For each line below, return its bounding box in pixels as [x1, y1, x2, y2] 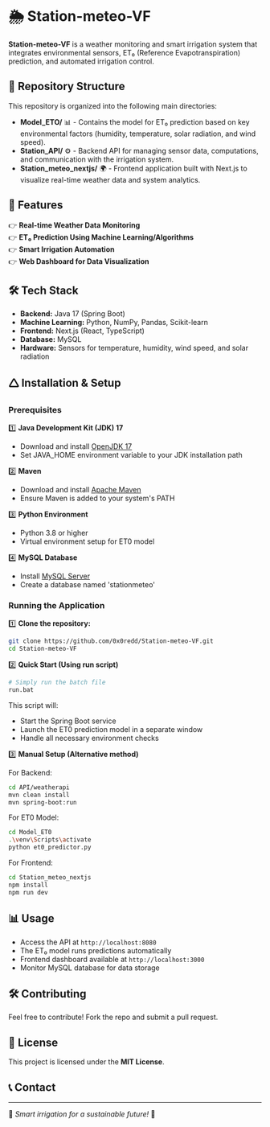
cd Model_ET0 [8, 829, 52, 837]
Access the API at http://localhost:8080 [19, 937, 157, 947]
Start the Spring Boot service [19, 716, 117, 726]
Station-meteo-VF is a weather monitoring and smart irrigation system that [8, 39, 258, 49]
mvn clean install [8, 791, 70, 799]
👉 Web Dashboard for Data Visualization [8, 256, 149, 266]
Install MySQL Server [19, 571, 91, 581]
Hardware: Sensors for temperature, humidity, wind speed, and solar [19, 343, 249, 353]
